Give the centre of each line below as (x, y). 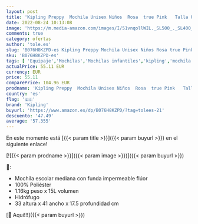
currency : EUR (24, 72)
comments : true (25, 34)
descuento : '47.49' (30, 116)
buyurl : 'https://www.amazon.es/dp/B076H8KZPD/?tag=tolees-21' (85, 110)
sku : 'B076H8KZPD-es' (33, 55)
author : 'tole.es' (29, 45)
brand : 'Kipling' (27, 105)
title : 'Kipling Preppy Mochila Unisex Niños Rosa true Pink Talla (97, 17)
